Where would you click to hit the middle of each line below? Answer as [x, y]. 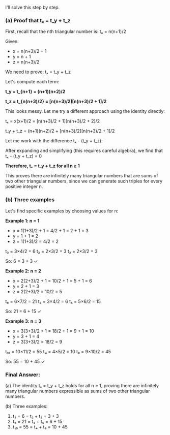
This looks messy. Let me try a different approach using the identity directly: [85, 111]
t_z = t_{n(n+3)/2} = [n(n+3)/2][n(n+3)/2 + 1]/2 [56, 102]
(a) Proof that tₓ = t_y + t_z [38, 20]
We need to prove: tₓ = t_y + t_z [38, 72]
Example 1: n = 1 [22, 221]
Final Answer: [23, 375]
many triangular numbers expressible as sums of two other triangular [78, 391]
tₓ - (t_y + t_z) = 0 [24, 156]
